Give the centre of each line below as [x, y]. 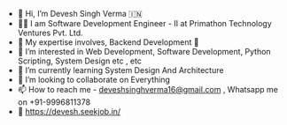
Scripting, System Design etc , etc [79, 61]
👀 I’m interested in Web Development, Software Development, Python [144, 51]
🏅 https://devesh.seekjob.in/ [69, 111]
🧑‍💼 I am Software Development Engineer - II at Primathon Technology [144, 23]
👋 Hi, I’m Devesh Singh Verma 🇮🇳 [80, 14]
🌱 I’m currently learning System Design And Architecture [120, 70]
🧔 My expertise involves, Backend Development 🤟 [108, 42]
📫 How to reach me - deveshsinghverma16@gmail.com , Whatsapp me [148, 89]
